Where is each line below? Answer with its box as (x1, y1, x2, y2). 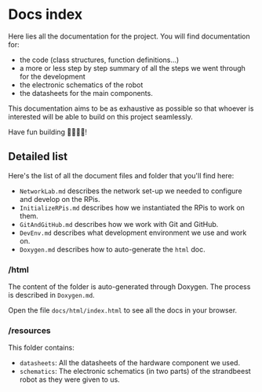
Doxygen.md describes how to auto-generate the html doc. (19, 244, 206, 254)
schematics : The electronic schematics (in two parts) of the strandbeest (19, 367, 251, 376)
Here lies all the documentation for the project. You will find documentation (8, 31, 251, 41)
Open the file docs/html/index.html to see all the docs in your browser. (8, 306, 238, 315)
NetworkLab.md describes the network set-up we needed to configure (19, 186, 242, 196)
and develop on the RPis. (19, 194, 100, 203)
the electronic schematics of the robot (19, 80, 144, 90)
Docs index (8, 5, 83, 24)
